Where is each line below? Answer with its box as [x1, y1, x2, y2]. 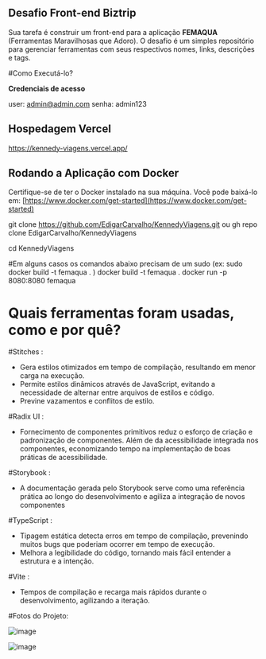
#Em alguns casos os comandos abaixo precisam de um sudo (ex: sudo [8, 259, 243, 269]
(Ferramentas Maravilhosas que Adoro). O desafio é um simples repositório [8, 36, 254, 45]
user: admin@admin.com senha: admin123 [8, 99, 147, 108]
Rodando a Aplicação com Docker [8, 166, 179, 180]
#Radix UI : [8, 411, 44, 421]
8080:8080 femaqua [8, 276, 76, 286]
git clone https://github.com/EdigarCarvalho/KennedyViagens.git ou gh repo [8, 220, 258, 229]
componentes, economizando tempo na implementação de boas [19, 444, 231, 454]
